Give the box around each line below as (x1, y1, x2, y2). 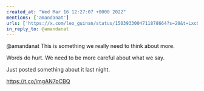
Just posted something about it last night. (6, 66, 110, 73)
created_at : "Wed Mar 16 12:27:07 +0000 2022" (6, 8, 126, 15)
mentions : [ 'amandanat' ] (6, 15, 69, 21)
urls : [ (6, 20, 26, 26)
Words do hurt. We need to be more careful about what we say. (6, 54, 165, 61)
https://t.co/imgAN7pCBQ (6, 78, 70, 85)
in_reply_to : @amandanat (6, 25, 69, 32)
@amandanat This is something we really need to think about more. (6, 42, 175, 50)
